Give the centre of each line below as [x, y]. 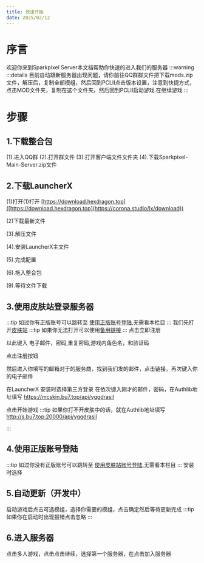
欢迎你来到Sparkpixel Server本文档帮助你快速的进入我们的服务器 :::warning [100, 67]
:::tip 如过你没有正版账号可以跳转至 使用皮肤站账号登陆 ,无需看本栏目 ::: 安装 [100, 465]
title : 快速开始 [25, 12]
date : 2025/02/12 [28, 18]
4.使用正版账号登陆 [42, 449]
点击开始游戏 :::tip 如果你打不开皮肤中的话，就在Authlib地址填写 [86, 410]
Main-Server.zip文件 [32, 165]
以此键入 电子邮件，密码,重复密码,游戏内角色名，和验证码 [78, 343]
